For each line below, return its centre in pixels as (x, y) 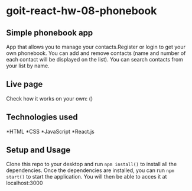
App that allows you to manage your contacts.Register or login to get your (96, 47)
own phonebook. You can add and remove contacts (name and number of (96, 53)
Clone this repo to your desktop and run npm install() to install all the (92, 164)
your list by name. (28, 66)
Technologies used (42, 117)
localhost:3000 (25, 183)
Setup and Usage (38, 150)
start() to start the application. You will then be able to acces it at (87, 177)
